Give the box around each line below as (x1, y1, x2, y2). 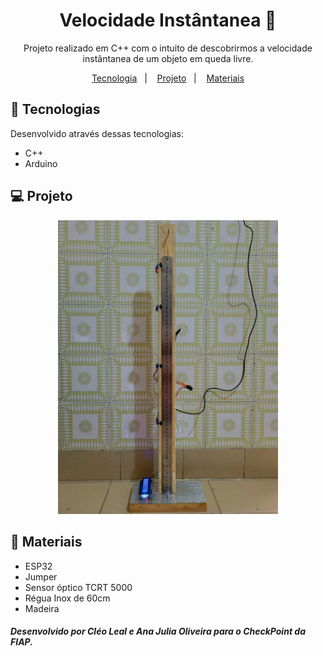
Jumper (24, 570, 58, 583)
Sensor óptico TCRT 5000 (24, 581, 133, 593)
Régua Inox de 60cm (24, 592, 111, 604)
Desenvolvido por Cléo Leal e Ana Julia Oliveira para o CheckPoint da (10, 625, 307, 638)
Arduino (24, 157, 58, 169)
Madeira (24, 602, 60, 614)
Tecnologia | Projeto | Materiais (91, 72, 245, 84)
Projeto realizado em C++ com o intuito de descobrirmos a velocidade (23, 42, 313, 54)
